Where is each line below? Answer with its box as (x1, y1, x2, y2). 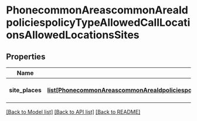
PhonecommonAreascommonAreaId (6, 4, 189, 17)
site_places (9, 86, 42, 94)
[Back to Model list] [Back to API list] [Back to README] (6, 109, 141, 115)
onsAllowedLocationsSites (6, 29, 140, 42)
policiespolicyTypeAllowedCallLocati (6, 16, 191, 29)
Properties (6, 51, 46, 61)
